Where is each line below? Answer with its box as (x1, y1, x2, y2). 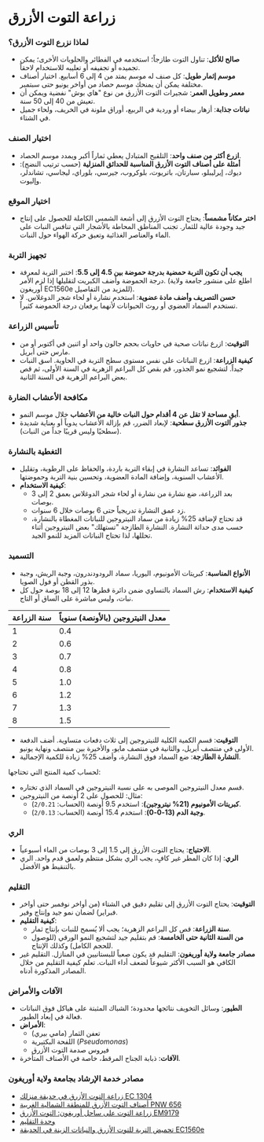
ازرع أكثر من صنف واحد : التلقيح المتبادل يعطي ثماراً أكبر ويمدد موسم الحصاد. (19, 150, 242, 160)
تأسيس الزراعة (8, 320, 59, 331)
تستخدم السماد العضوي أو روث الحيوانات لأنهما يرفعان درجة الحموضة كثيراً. (19, 301, 238, 311)
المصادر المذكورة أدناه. (19, 966, 86, 976)
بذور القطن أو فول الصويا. (19, 576, 96, 586)
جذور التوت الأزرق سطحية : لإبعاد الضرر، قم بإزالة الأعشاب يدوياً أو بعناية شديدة (19, 418, 247, 427)
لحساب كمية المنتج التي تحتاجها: (8, 767, 101, 776)
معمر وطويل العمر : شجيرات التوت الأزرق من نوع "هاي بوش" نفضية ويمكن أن (19, 88, 245, 98)
